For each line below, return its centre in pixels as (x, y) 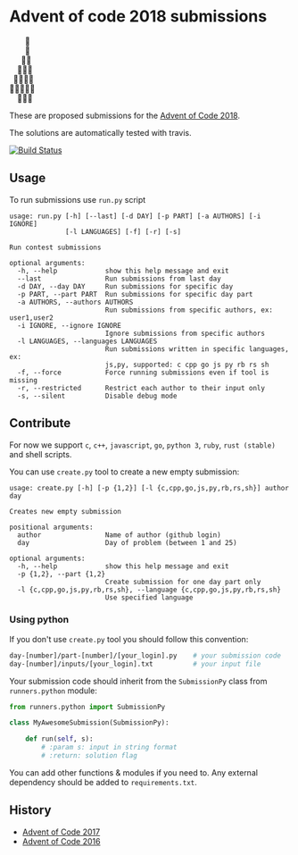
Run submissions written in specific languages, (197, 349)
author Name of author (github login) (119, 535)
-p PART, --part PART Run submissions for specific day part (135, 294)
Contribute (40, 423)
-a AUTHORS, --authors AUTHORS (75, 302)
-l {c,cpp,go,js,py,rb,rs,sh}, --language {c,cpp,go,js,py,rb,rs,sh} (149, 590)
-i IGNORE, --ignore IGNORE (70, 325)
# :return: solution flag (90, 756)
